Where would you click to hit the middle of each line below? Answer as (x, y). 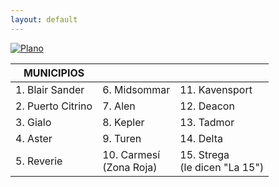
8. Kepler (123, 122)
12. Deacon (207, 106)
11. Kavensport (216, 89)
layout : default (44, 19)
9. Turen (122, 138)
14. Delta (201, 138)
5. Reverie (39, 161)
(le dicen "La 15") (222, 167)
